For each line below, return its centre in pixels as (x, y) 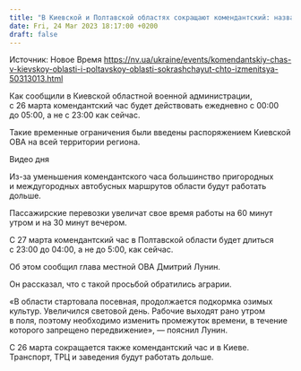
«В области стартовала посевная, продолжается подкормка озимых (141, 302)
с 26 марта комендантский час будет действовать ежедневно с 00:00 (144, 106)
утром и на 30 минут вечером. (68, 223)
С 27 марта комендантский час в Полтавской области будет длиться (142, 240)
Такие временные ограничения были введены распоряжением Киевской (150, 133)
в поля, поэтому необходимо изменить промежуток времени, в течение (149, 321)
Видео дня (29, 160)
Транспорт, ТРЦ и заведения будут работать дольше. (112, 357)
